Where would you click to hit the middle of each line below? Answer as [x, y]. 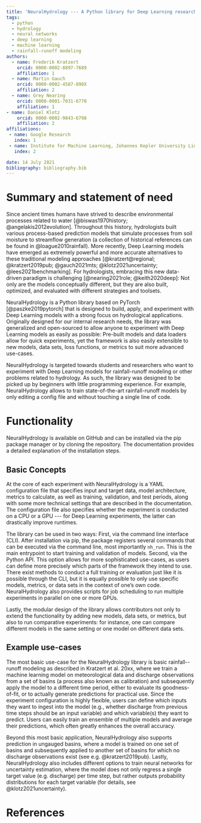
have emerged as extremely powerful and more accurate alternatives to [95, 252]
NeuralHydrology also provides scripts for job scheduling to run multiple [95, 591]
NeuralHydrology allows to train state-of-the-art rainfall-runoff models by [97, 390]
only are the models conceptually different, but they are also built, [87, 284]
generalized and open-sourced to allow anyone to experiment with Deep [95, 328]
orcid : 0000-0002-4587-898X [52, 85]
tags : [13, 17]
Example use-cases [44, 647]
